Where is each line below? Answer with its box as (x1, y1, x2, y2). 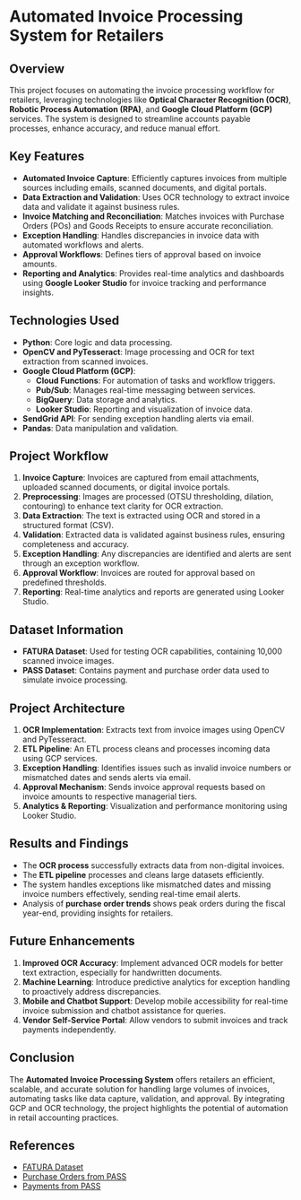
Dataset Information (9, 622, 124, 638)
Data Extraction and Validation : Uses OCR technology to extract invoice (21, 191, 290, 203)
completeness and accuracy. (21, 539, 130, 550)
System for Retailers (9, 25, 164, 46)
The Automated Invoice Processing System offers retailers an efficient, (9, 1074, 276, 1084)
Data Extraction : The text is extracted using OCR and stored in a (21, 510, 261, 521)
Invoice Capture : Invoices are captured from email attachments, (21, 473, 260, 483)
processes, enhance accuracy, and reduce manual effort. (9, 123, 221, 134)
